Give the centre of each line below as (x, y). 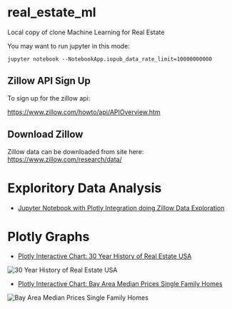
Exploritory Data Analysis (85, 188)
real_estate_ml (52, 12)
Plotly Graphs (49, 237)
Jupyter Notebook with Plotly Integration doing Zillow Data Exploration (121, 208)
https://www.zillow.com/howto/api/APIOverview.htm (84, 112)
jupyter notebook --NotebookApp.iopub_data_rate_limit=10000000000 (110, 59)
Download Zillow (45, 135)
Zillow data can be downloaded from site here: (76, 151)
